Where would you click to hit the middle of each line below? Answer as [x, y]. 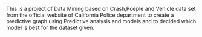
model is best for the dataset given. [50, 27]
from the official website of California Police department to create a [90, 15]
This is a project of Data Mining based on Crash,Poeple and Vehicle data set [101, 9]
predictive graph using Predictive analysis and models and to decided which [101, 21]
